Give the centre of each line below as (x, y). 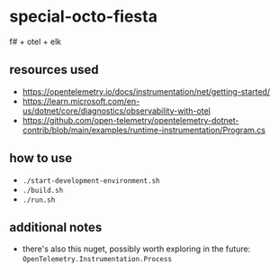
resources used (54, 70)
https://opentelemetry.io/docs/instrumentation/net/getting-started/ (146, 91)
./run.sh (39, 200)
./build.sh (43, 190)
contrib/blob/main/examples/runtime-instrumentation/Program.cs (144, 130)
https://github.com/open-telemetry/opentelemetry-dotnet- (130, 120)
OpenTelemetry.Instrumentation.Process (97, 259)
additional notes (56, 227)
